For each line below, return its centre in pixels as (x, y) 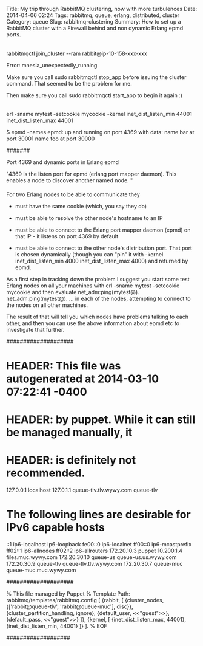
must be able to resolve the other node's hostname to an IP (89, 218)
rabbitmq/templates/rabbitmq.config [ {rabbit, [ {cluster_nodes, (85, 600)
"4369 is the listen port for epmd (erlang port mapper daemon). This (92, 174)
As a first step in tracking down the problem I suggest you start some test (98, 279)
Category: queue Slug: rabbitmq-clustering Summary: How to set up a (94, 22)
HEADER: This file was (64, 366)
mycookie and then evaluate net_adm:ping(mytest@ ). (73, 292)
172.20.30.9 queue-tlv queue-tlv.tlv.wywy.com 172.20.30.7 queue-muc (95, 564)
